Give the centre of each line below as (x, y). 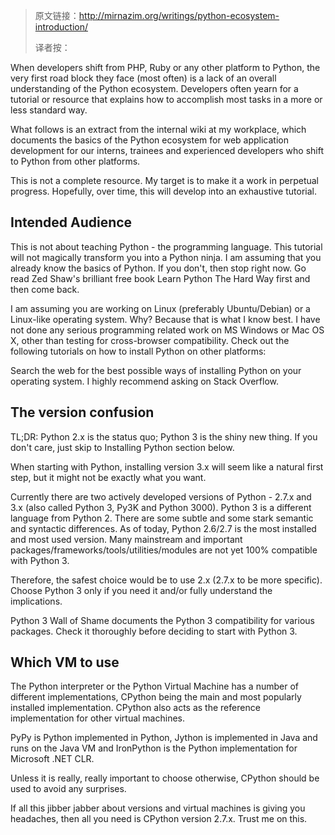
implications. (36, 601)
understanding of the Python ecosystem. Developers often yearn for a (154, 88)
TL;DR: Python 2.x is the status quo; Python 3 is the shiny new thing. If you (164, 436)
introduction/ (61, 27)
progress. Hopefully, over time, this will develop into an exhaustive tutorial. (163, 191)
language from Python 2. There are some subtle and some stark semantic (162, 518)
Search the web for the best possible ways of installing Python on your (156, 370)
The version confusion (82, 412)
